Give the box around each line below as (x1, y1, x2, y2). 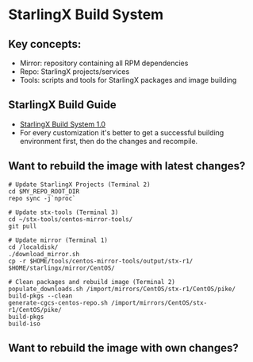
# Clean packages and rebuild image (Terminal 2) (8, 278, 176, 286)
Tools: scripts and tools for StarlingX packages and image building (19, 76, 237, 84)
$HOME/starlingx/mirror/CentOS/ (8, 264, 115, 272)
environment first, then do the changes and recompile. (19, 136, 198, 146)
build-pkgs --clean (8, 292, 73, 300)
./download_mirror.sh (8, 250, 80, 258)
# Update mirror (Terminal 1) (8, 236, 109, 244)
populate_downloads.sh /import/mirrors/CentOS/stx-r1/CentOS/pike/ (8, 285, 236, 293)
